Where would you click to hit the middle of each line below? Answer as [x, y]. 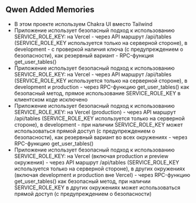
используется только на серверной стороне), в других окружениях [99, 169]
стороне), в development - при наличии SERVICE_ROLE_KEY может [98, 124]
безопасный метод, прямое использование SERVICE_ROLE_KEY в [97, 93]
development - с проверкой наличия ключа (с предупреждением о [99, 49]
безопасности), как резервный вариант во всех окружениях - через [101, 137]
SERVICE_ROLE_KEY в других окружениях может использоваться [97, 187]
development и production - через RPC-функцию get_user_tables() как [102, 87]
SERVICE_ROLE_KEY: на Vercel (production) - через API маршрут [95, 112]
